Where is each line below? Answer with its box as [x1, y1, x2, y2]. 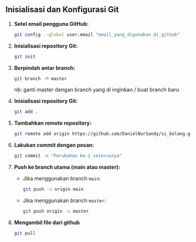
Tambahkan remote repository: [13, 120, 92, 127]
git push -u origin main [22, 186, 84, 193]
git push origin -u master [22, 208, 89, 214]
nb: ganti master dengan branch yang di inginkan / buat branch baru [13, 86, 180, 93]
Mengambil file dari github [13, 219, 80, 226]
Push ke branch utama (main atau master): [13, 164, 121, 171]
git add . [13, 109, 39, 115]
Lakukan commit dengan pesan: [13, 142, 94, 149]
